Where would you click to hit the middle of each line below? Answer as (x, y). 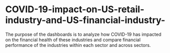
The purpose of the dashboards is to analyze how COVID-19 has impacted (83, 34)
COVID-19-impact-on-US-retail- (75, 9)
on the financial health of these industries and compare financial (73, 40)
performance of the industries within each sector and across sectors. (78, 45)
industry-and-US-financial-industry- (85, 20)
